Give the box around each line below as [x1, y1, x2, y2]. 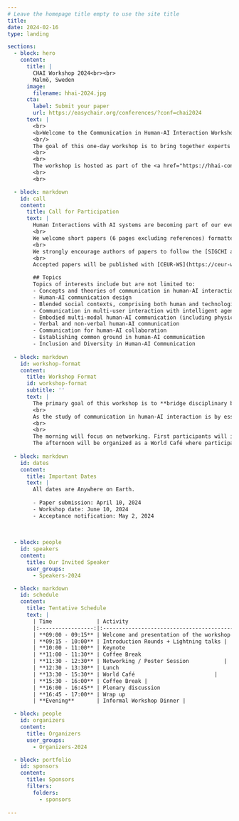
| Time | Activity [33, 617, 129, 625]
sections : [7, 43, 37, 51]
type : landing [7, 30, 50, 38]
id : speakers [20, 545, 59, 553]
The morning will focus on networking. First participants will [33, 433, 228, 440]
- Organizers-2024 [33, 743, 87, 751]
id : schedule [20, 592, 59, 599]
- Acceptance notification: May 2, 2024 [33, 512, 154, 520]
